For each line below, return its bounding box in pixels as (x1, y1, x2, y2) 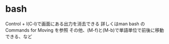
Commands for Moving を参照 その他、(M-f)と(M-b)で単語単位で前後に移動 (5, 27, 164, 33)
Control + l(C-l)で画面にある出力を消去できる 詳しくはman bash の (5, 20, 146, 27)
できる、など (5, 33, 32, 39)
